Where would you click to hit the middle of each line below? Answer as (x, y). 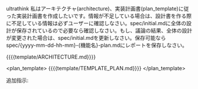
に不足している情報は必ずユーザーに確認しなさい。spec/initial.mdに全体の (96, 23)
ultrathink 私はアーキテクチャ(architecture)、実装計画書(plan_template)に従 (98, 8)
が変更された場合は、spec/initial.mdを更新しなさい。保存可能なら (86, 38)
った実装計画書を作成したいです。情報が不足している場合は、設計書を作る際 (99, 16)
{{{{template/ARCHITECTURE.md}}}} (51, 57)
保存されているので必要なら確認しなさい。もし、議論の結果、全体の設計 (104, 30)
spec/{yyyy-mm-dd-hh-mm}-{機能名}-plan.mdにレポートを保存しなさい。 (97, 45)
